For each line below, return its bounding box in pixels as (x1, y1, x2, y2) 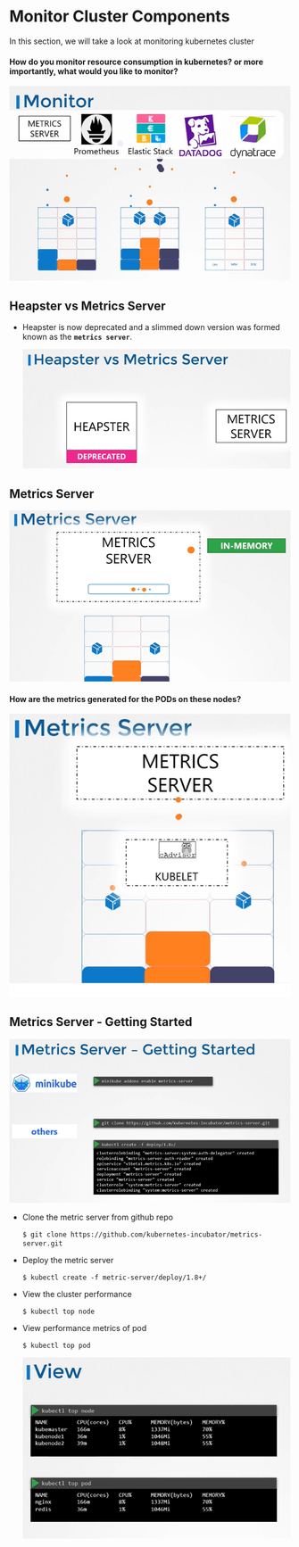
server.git (21, 1239, 63, 1248)
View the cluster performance (21, 1289, 132, 1300)
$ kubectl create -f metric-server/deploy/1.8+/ (21, 1273, 207, 1282)
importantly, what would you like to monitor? (9, 65, 179, 77)
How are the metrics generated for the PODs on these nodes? (9, 693, 242, 704)
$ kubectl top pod (21, 1341, 91, 1351)
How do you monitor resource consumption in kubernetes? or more (9, 56, 264, 67)
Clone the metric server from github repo (21, 1212, 174, 1223)
